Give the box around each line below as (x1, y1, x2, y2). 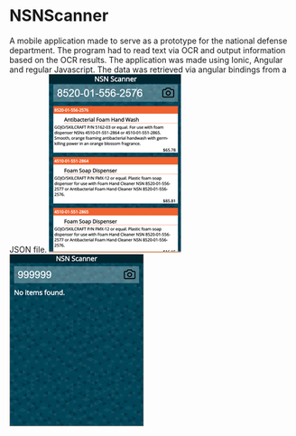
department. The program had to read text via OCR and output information (9, 44, 286, 55)
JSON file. (9, 244, 48, 255)
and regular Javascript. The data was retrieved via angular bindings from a (9, 64, 287, 75)
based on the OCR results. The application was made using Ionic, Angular (9, 54, 283, 65)
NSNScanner (9, 5, 109, 26)
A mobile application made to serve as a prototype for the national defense (9, 35, 288, 46)
